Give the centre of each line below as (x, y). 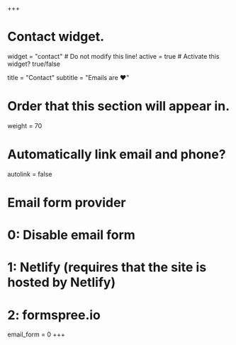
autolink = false (30, 174)
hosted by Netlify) (61, 282)
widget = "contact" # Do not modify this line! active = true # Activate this (113, 56)
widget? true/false (34, 64)
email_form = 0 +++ (36, 334)
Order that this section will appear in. (119, 106)
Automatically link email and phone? (117, 155)
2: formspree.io (54, 315)
